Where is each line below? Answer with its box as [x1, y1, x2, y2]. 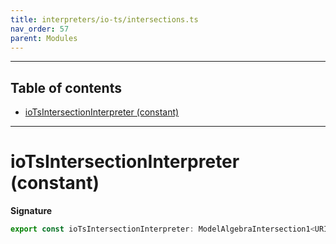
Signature [10, 205, 53, 217]
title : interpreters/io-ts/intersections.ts [10, 14, 199, 25]
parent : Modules [10, 33, 78, 43]
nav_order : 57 [10, 24, 70, 34]
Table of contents [10, 79, 122, 96]
